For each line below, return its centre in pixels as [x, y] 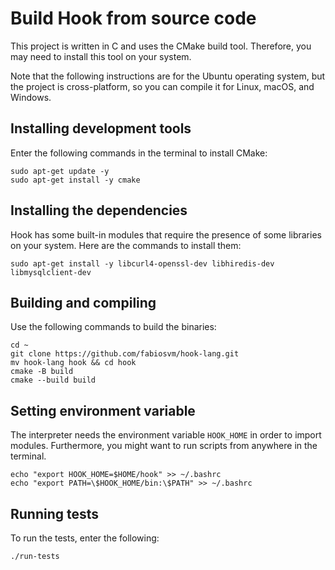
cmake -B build [42, 372]
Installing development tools [101, 128]
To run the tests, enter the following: [85, 538]
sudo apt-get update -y [60, 171]
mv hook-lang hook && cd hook [73, 363]
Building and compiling [83, 302]
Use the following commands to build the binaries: [113, 327]
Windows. [31, 97]
